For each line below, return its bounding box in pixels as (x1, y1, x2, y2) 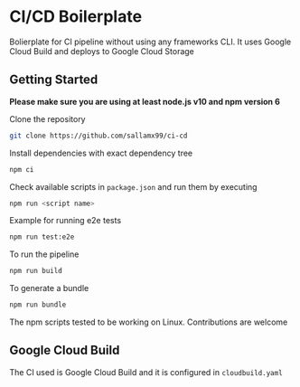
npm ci (9, 165, 34, 174)
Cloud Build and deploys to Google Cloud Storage (9, 45, 194, 56)
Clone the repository (9, 113, 86, 124)
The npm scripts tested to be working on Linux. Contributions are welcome (9, 316, 288, 327)
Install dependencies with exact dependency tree (9, 147, 193, 158)
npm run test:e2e (9, 232, 75, 241)
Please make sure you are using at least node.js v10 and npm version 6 (9, 96, 280, 107)
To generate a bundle (9, 283, 89, 294)
